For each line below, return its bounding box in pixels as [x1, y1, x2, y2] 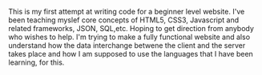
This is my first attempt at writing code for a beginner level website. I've [8, 7, 245, 16]
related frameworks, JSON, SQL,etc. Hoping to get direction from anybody [8, 24, 255, 33]
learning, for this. [8, 57, 65, 67]
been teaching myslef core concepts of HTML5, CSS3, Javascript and [8, 15, 240, 25]
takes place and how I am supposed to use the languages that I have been [8, 49, 254, 58]
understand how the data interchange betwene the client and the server [8, 41, 246, 50]
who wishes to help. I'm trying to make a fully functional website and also [8, 32, 251, 41]
